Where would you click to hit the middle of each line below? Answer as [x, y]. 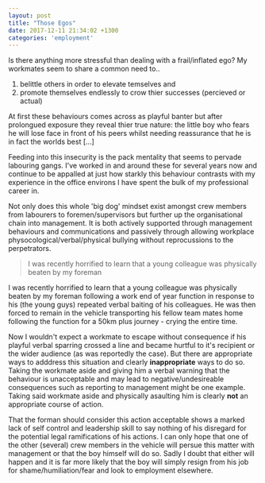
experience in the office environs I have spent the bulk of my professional [128, 183]
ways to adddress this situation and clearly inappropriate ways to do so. [127, 362]
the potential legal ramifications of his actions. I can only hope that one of [128, 437]
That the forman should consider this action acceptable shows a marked [127, 420]
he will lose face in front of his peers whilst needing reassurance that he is [130, 133]
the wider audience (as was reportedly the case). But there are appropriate [131, 354]
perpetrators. [30, 249]
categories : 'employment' [51, 38]
